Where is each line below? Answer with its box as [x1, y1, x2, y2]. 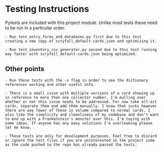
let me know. [5, 125, 32, 130]
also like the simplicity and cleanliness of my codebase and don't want [5, 112, 160, 117]
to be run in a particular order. [5, 25, 65, 30]
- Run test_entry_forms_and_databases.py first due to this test [5, 34, 141, 39]
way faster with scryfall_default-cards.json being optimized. [5, 51, 137, 56]
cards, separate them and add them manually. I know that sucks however [5, 103, 157, 108]
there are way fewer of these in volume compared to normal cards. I [5, 108, 151, 113]
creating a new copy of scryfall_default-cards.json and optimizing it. [5, 38, 157, 44]
